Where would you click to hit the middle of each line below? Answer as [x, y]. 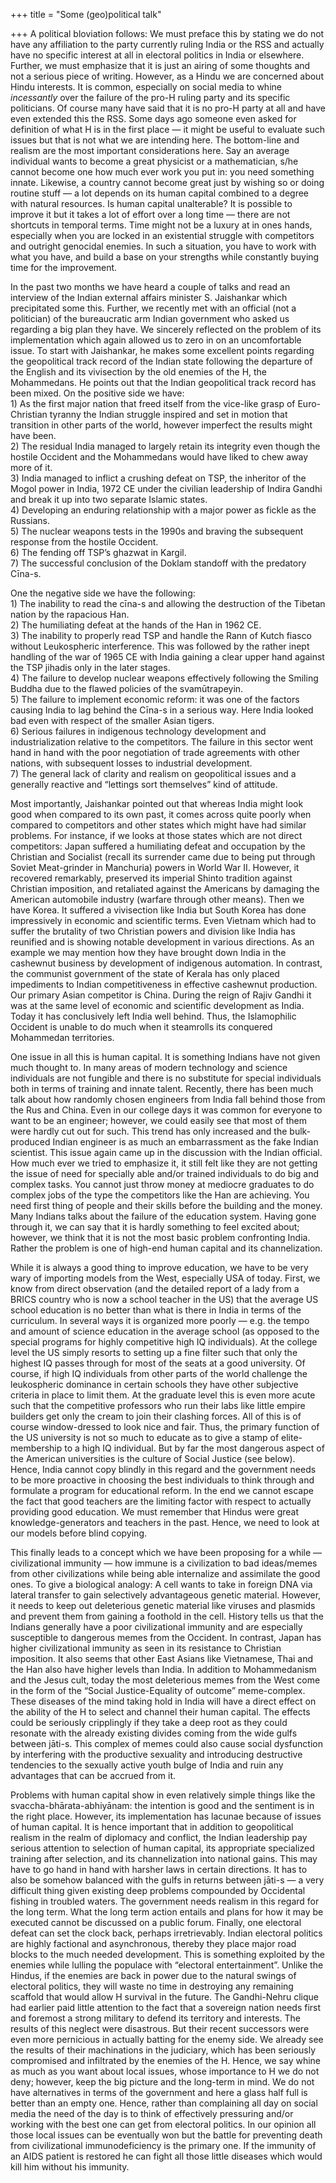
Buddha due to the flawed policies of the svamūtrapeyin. [127, 688]
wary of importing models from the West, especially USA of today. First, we [165, 1278]
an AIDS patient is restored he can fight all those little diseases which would [166, 2156]
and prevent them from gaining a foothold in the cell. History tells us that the [167, 1616]
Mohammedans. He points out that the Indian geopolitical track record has [163, 382]
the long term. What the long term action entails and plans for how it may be [167, 1912]
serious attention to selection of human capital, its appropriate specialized [162, 1848]
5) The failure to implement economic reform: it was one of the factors [155, 699]
